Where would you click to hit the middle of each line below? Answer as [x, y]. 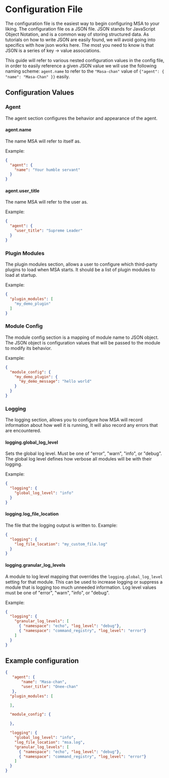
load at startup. [21, 275]
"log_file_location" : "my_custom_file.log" [61, 544]
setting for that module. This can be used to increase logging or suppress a [84, 582]
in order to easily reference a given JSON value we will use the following [81, 66]
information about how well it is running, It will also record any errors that [82, 425]
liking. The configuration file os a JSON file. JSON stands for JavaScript [80, 28]
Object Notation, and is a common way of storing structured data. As [77, 34]
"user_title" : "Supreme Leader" [48, 231]
